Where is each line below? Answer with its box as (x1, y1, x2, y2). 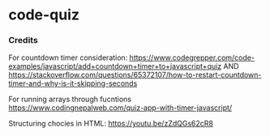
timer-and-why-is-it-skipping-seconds (8, 79, 138, 88)
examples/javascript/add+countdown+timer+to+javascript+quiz (8, 62, 222, 71)
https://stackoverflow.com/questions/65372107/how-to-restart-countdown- (8, 70, 262, 80)
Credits (8, 35, 38, 46)
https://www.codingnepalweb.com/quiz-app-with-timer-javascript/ (8, 103, 233, 113)
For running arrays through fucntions (8, 95, 132, 104)
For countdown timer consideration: (8, 53, 128, 62)
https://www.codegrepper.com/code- (129, 53, 255, 62)
